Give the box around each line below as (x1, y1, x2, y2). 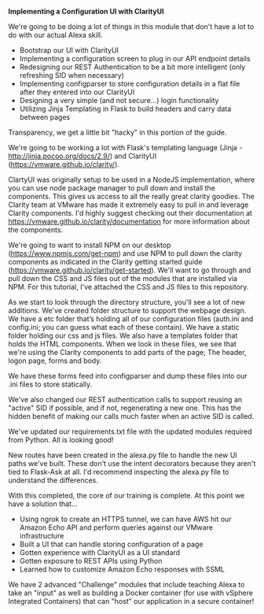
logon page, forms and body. (8, 356, 102, 365)
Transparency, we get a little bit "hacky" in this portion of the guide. (8, 128, 227, 137)
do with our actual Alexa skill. (8, 31, 103, 39)
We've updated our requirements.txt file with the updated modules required (8, 427, 253, 436)
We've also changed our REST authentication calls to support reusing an (8, 395, 243, 404)
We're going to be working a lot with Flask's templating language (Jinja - (8, 143, 243, 152)
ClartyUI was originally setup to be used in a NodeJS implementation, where (8, 175, 255, 184)
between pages (19, 113, 71, 121)
